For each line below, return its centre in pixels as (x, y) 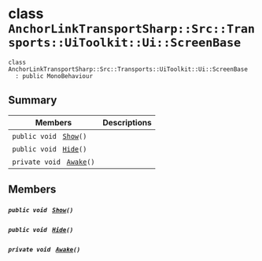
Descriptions (127, 122)
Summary (33, 101)
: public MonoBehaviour (54, 76)
